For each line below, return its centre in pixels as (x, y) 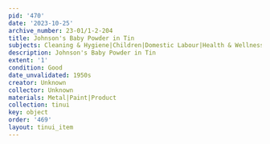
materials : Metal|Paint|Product (62, 98)
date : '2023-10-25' (41, 23)
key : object (28, 113)
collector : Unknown (41, 90)
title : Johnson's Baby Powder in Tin (72, 38)
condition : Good (35, 68)
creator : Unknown (37, 82)
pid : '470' (27, 16)
